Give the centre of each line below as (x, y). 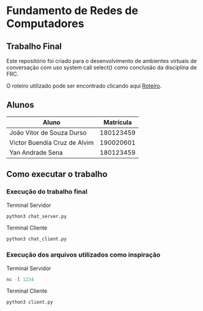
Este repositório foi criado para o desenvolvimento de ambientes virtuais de (102, 61)
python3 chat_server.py (37, 216)
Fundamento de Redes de (72, 11)
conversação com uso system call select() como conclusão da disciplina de (102, 67)
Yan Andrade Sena (36, 152)
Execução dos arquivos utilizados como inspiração (83, 255)
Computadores (45, 24)
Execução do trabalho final (47, 192)
